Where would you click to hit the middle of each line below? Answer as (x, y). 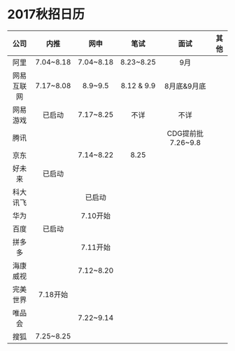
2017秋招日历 (46, 14)
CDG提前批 (185, 133)
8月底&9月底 (185, 86)
